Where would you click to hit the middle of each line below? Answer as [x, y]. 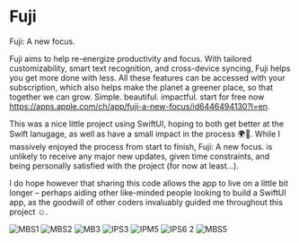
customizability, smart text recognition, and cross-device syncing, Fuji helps [150, 68]
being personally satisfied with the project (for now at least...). [124, 165]
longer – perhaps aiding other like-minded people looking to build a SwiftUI [148, 192]
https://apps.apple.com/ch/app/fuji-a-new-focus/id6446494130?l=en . [140, 106]
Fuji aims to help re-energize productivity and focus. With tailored [131, 58]
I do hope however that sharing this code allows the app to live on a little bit [149, 183]
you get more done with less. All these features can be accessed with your [147, 77]
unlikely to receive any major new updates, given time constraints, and [140, 156]
